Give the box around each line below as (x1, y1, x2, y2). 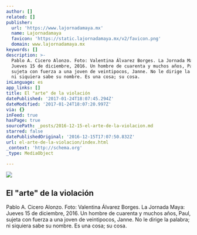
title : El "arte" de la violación (6, 90, 91, 96)
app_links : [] (6, 85, 41, 91)
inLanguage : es (6, 80, 43, 86)
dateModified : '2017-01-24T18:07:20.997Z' (6, 101, 111, 107)
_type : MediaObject (6, 150, 54, 156)
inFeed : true (6, 112, 38, 118)
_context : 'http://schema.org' (6, 145, 83, 151)
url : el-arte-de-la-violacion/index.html (6, 139, 109, 145)
